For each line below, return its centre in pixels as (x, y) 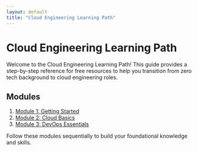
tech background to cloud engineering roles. (62, 77)
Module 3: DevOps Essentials (52, 124)
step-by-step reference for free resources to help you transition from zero (99, 71)
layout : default (27, 12)
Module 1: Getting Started (47, 111)
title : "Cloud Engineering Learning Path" (61, 18)
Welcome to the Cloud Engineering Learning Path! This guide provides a (97, 65)
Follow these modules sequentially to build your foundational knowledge (97, 136)
